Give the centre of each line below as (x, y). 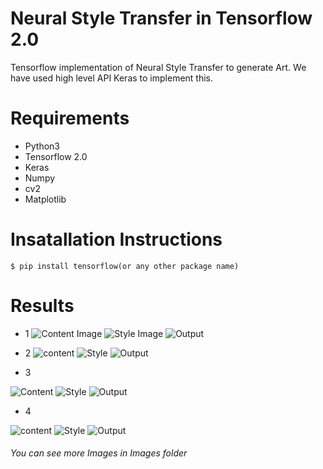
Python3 (42, 146)
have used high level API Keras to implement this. (112, 78)
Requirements (70, 118)
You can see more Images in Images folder (99, 453)
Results (42, 306)
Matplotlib (45, 199)
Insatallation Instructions (116, 239)
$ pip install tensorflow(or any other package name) (125, 266)
